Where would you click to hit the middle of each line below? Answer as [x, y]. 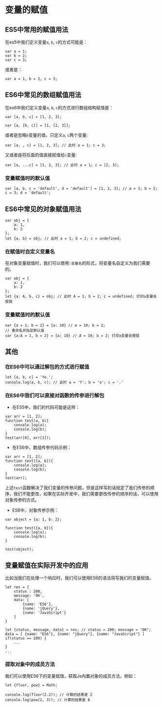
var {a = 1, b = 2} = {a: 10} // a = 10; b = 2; [55, 325]
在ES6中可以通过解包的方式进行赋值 [47, 367]
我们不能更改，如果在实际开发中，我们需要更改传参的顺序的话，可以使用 [86, 493]
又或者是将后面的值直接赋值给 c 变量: [41, 155]
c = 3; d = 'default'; [28, 193]
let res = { [17, 587]
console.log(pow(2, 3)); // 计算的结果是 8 [47, 700]
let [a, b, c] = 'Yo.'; [29, 377]
